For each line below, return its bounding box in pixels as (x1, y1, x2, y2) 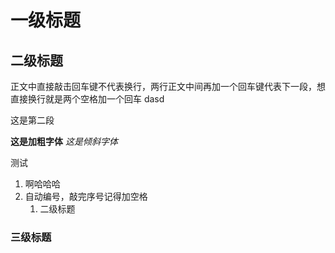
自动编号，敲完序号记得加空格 (24, 191, 148, 202)
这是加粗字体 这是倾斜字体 (10, 136, 118, 147)
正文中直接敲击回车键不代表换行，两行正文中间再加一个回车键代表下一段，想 (10, 81, 326, 92)
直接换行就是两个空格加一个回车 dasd (10, 93, 165, 105)
